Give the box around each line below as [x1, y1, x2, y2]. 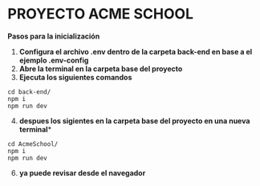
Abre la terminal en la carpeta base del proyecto [18, 63, 183, 73]
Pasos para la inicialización [7, 31, 100, 41]
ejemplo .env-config [18, 55, 89, 65]
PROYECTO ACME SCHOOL [7, 5, 194, 23]
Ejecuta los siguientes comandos [18, 72, 132, 82]
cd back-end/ [7, 87, 51, 96]
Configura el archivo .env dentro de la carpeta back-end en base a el [18, 46, 253, 56]
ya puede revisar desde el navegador [18, 168, 146, 177]
